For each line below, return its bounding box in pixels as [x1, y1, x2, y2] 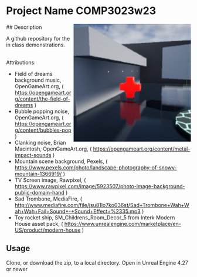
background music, [14, 76, 62, 84]
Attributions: [6, 59, 36, 66]
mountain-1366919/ [14, 170, 62, 177]
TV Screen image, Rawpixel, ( [14, 176, 86, 183]
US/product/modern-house [14, 226, 81, 233]
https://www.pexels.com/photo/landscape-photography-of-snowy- [14, 163, 177, 171]
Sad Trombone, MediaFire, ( [14, 195, 83, 202]
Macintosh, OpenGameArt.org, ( [14, 145, 92, 152]
